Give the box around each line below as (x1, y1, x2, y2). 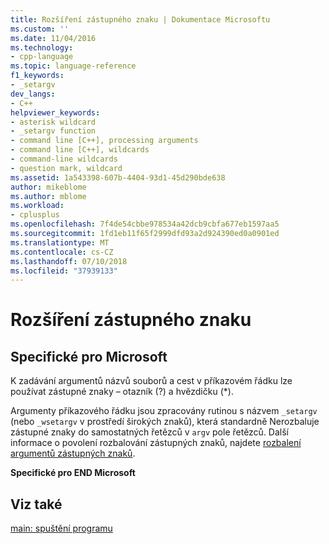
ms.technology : (10, 42, 74, 53)
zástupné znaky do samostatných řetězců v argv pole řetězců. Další (10, 426, 289, 438)
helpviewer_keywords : (10, 107, 101, 118)
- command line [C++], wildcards (10, 145, 150, 155)
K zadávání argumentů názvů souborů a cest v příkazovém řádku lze (10, 375, 293, 387)
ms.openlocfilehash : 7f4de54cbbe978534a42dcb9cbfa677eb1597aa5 (10, 219, 280, 230)
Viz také (10, 496, 63, 513)
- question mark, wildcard (10, 163, 123, 173)
